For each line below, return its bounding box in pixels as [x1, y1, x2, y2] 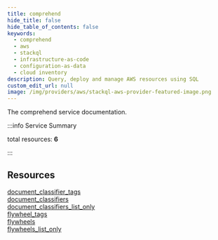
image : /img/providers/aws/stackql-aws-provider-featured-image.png [7, 88, 212, 95]
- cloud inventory [13, 69, 68, 76]
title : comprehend [7, 10, 61, 18]
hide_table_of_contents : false [7, 23, 99, 30]
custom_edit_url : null [7, 82, 74, 89]
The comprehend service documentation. [7, 108, 128, 116]
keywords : [7, 29, 36, 37]
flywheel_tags [7, 210, 48, 218]
